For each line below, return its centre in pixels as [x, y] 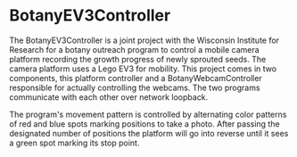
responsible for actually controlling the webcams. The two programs [135, 87]
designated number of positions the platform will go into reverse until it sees [149, 133]
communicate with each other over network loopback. [109, 97]
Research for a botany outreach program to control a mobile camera [135, 49]
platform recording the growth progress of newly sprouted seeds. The [138, 59]
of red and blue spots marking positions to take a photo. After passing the [144, 124]
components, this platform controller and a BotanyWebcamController [136, 78]
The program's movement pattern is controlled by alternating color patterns [148, 114]
